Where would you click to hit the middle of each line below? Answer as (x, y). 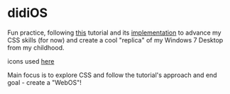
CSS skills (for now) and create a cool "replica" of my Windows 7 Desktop (115, 40)
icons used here (31, 61)
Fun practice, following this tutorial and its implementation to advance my (114, 33)
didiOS (28, 13)
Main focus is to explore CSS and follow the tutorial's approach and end (113, 75)
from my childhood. (36, 47)
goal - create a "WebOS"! (44, 82)
